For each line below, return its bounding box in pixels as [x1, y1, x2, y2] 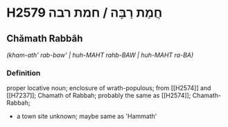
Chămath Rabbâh [6, 33, 83, 44]
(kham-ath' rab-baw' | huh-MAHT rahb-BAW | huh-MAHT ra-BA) [6, 51, 194, 59]
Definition [6, 68, 41, 78]
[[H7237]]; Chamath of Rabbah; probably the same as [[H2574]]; [6, 92, 191, 100]
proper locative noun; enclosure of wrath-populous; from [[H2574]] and [6, 84, 211, 92]
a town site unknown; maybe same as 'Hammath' [16, 112, 157, 121]
